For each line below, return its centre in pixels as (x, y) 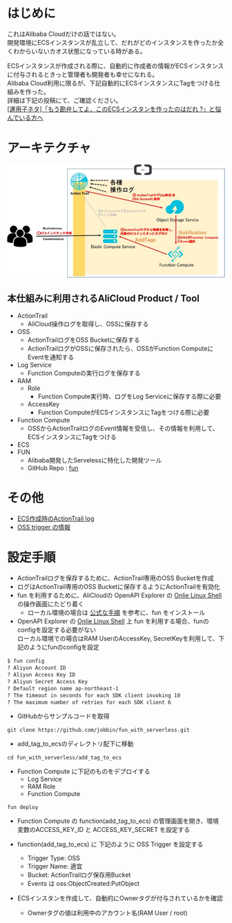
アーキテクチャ (49, 148)
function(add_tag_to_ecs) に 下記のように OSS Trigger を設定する (110, 844)
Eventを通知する (51, 357)
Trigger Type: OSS (54, 858)
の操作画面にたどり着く (50, 603)
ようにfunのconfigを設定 (65, 647)
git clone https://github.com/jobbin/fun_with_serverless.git (98, 730)
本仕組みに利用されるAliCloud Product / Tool (104, 299)
